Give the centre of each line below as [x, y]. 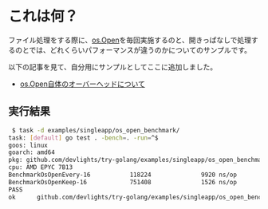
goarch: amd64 [32, 152]
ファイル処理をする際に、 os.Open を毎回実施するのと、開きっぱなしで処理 [130, 40]
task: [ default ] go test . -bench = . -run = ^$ [83, 138]
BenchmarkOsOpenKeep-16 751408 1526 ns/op [123, 182]
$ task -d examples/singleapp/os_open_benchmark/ [96, 130]
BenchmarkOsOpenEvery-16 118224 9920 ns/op [123, 175]
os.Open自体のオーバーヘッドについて [83, 84]
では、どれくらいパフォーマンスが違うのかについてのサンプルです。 [140, 49]
